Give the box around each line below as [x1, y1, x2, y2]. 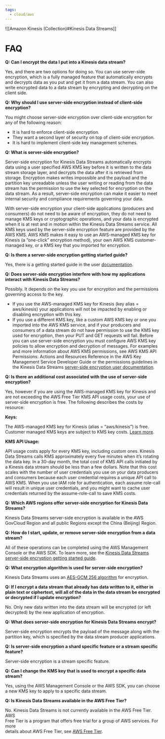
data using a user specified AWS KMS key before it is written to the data [5, 164, 152, 170]
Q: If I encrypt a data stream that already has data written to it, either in [5, 584, 154, 590]
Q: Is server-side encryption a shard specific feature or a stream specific [5, 643, 158, 650]
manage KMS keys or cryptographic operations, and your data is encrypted [5, 216, 159, 222]
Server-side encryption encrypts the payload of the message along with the [5, 628, 160, 635]
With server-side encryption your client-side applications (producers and [5, 205, 154, 211]
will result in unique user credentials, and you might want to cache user [5, 485, 151, 491]
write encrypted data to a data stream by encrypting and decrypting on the [5, 85, 158, 91]
